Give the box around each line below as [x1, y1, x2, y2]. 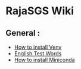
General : [5, 28, 40, 38]
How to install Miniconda [14, 57, 75, 63]
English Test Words [14, 50, 62, 57]
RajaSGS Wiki [5, 4, 74, 18]
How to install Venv [14, 43, 62, 51]
